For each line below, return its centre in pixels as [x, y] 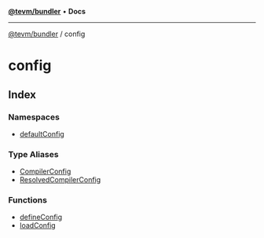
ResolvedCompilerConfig [60, 180]
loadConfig [38, 225]
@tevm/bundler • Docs [47, 11]
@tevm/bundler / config [47, 34]
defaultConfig [42, 134]
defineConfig [41, 217]
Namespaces [34, 117]
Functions [27, 200]
